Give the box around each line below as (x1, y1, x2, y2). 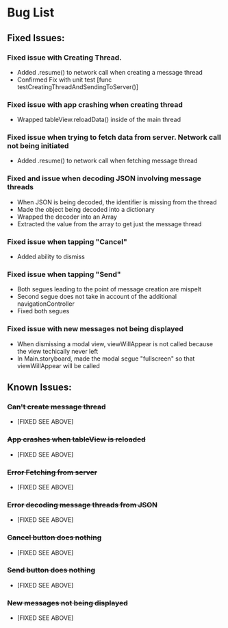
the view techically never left (16, 347, 99, 355)
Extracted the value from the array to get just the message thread (16, 219, 202, 228)
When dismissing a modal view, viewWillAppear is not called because (16, 339, 214, 348)
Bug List (7, 5, 55, 21)
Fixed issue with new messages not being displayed (7, 324, 183, 334)
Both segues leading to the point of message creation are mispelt (16, 285, 202, 293)
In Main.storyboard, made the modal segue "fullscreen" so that (16, 354, 195, 363)
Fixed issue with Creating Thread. (7, 53, 122, 62)
